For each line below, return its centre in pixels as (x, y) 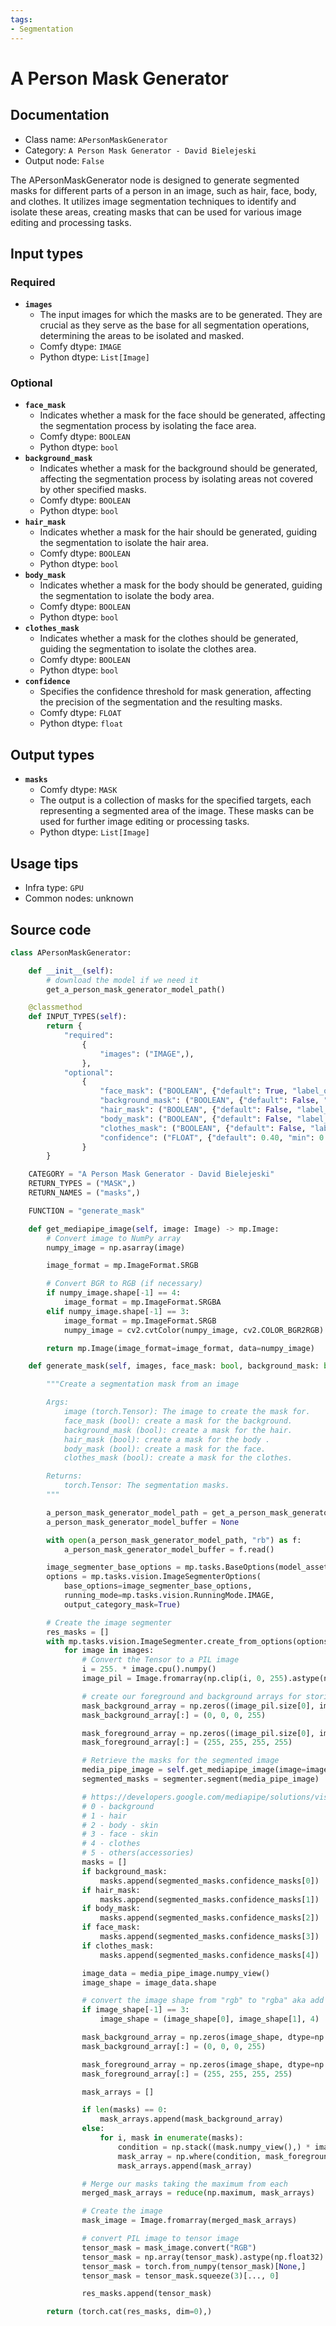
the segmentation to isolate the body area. (127, 596)
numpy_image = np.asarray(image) (116, 1247)
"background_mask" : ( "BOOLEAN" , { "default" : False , (209, 1101)
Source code (51, 929)
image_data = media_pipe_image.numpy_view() (176, 1973)
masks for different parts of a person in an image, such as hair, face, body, (164, 190)
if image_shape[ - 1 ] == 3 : (135, 2010)
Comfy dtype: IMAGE (80, 347)
